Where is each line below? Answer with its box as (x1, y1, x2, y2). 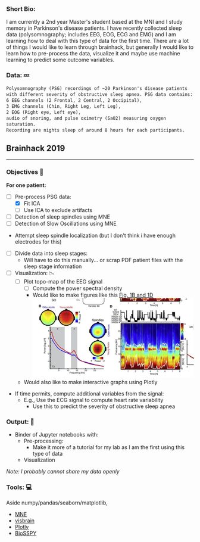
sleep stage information (23, 263, 82, 270)
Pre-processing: (23, 437, 64, 445)
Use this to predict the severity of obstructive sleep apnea (32, 403, 176, 410)
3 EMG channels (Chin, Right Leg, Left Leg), (6, 103, 121, 109)
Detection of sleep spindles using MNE (14, 213, 110, 220)
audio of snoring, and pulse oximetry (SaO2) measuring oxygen (6, 115, 167, 121)
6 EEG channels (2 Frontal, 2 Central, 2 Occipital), (6, 97, 143, 103)
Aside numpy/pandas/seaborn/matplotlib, (6, 499, 108, 506)
